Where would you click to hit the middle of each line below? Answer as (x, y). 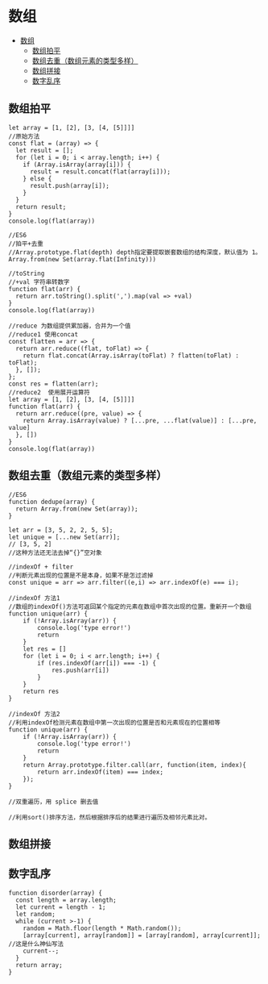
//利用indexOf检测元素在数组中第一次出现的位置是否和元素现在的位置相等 (115, 723)
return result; (41, 206)
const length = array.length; (66, 900)
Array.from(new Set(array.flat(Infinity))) (82, 259)
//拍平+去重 (26, 244)
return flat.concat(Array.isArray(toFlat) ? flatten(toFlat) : (131, 356)
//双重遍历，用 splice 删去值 (54, 802)
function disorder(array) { (56, 893)
